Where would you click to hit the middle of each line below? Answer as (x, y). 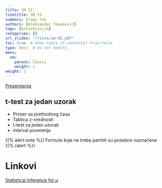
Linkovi (21, 166)
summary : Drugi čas (26, 19)
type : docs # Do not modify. (37, 48)
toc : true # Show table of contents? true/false (59, 43)
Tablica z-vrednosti (33, 119)
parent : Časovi (31, 62)
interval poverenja (32, 130)
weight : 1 (25, 67)
